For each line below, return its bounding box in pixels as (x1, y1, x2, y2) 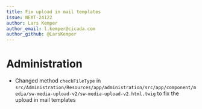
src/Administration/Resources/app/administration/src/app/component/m (14, 85, 197, 91)
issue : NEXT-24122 (6, 14, 52, 20)
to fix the (157, 90, 179, 97)
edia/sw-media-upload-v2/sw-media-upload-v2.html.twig (14, 91, 156, 97)
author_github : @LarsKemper (6, 31, 77, 37)
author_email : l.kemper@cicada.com (6, 25, 96, 32)
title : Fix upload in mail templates (6, 8, 101, 15)
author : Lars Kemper (6, 20, 58, 26)
